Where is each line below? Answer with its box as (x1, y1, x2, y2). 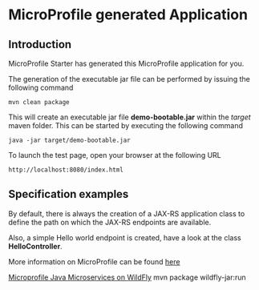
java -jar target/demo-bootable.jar (8, 136, 131, 144)
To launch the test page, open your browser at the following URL (8, 151, 222, 159)
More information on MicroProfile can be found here (8, 256, 180, 266)
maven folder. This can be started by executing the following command (8, 121, 243, 130)
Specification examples (8, 187, 129, 201)
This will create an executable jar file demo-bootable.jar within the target (8, 112, 251, 122)
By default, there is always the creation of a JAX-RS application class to (8, 208, 245, 218)
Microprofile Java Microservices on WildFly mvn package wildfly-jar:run (8, 272, 246, 282)
